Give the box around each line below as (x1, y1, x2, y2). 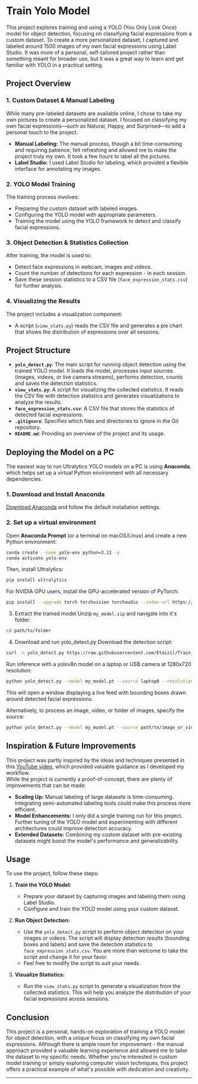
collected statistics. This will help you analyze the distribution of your (23, 989, 192, 996)
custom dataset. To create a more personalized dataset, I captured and (6, 36, 179, 43)
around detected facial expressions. (6, 695, 93, 702)
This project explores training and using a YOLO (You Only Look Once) (6, 24, 177, 31)
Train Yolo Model (6, 4, 90, 18)
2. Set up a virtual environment (6, 519, 96, 527)
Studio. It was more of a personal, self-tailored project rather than (6, 48, 166, 56)
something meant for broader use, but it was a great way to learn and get (6, 55, 184, 62)
